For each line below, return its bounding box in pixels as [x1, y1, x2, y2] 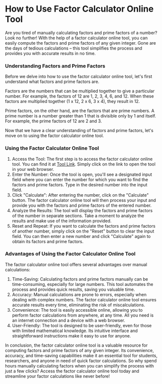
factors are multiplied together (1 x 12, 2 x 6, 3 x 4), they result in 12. [5, 99, 140, 104]
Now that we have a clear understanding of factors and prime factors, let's [5, 128, 154, 134]
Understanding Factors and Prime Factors [5, 62, 105, 69]
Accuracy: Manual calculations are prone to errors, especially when [12, 291, 147, 297]
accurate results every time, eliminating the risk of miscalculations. [12, 302, 145, 308]
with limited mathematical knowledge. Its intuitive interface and [12, 328, 138, 334]
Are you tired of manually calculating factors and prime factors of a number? [5, 30, 158, 35]
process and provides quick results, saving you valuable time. [12, 286, 135, 292]
